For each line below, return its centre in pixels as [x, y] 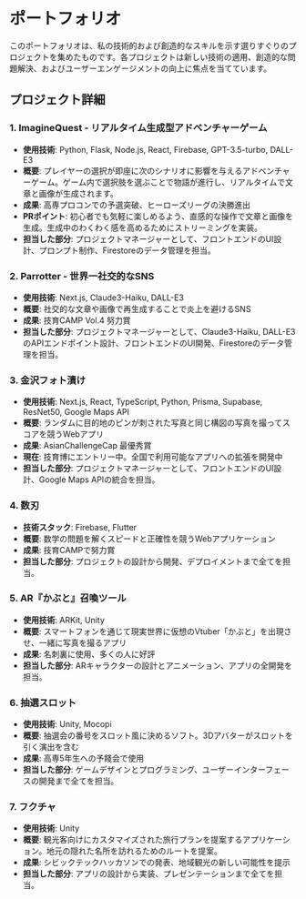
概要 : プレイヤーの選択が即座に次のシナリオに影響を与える [133, 170]
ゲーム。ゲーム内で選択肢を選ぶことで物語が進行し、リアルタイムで [158, 182]
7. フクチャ [33, 807]
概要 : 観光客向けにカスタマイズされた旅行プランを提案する [133, 840]
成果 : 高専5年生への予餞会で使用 [83, 758]
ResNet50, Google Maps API [76, 412]
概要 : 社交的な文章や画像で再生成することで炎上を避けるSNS [137, 308]
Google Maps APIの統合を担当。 [99, 480]
